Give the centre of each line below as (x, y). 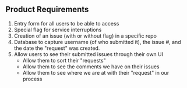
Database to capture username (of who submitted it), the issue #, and (97, 42)
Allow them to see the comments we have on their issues (91, 67)
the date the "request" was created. (57, 48)
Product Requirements (47, 10)
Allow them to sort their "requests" (64, 60)
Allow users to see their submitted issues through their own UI (89, 54)
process (32, 79)
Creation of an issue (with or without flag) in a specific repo (85, 36)
